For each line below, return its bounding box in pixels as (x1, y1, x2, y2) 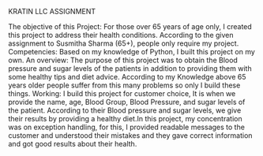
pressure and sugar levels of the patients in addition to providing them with (8, 64, 252, 73)
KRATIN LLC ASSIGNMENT (8, 7, 96, 16)
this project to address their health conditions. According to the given (8, 31, 235, 39)
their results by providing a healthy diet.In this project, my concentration (8, 114, 242, 123)
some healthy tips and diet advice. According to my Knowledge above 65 (8, 72, 246, 81)
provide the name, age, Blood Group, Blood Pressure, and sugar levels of (8, 98, 246, 106)
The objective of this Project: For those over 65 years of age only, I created (8, 22, 253, 31)
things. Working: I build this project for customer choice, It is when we (8, 89, 236, 98)
